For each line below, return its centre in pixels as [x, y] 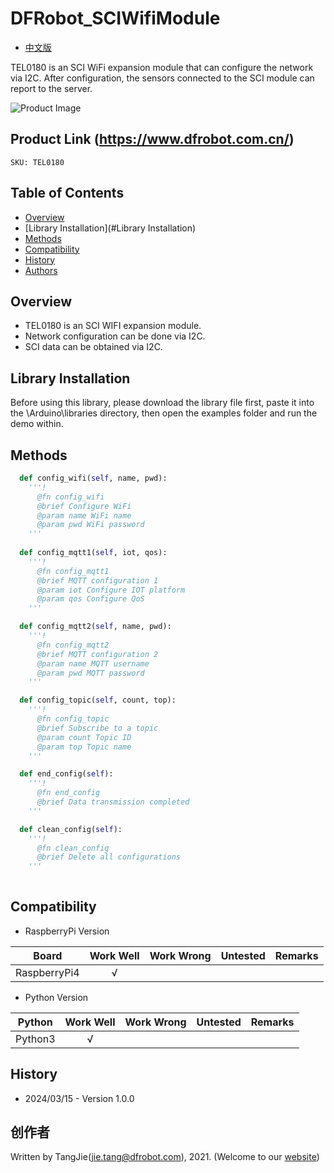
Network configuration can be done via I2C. [115, 336]
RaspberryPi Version [67, 931]
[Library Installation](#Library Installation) [110, 228]
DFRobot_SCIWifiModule [115, 18]
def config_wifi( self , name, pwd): [93, 478]
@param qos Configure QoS [90, 599]
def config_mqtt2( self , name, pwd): [95, 627]
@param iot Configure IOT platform [111, 590]
